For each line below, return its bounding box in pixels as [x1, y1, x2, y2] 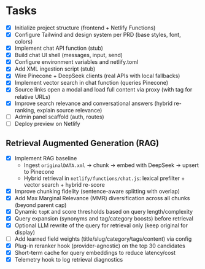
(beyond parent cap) [14, 201, 67, 209]
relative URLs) [14, 93, 50, 100]
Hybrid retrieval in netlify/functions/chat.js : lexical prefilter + [23, 174, 185, 182]
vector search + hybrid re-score [23, 181, 105, 188]
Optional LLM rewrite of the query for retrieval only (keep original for [14, 222, 188, 229]
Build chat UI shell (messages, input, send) [14, 52, 123, 59]
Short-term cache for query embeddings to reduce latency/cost [14, 249, 176, 256]
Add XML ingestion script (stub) [14, 65, 96, 72]
